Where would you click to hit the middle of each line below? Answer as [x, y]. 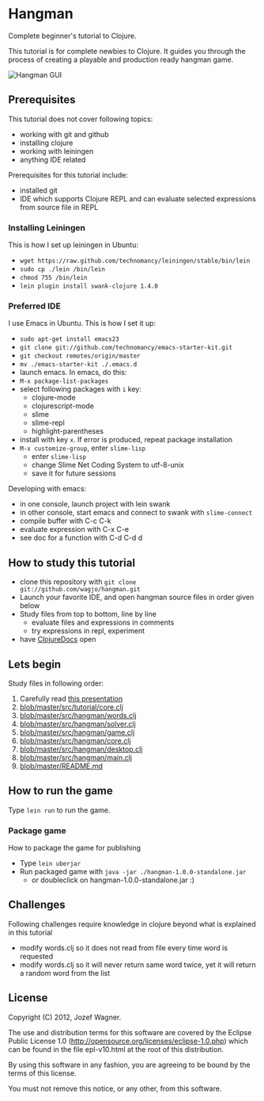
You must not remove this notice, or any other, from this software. [115, 1088]
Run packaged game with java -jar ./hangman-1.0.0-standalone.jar [133, 872]
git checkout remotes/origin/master [80, 356]
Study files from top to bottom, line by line [88, 614]
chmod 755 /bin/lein [53, 278]
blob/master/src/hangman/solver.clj [77, 724]
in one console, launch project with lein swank [95, 504]
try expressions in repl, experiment [88, 631]
